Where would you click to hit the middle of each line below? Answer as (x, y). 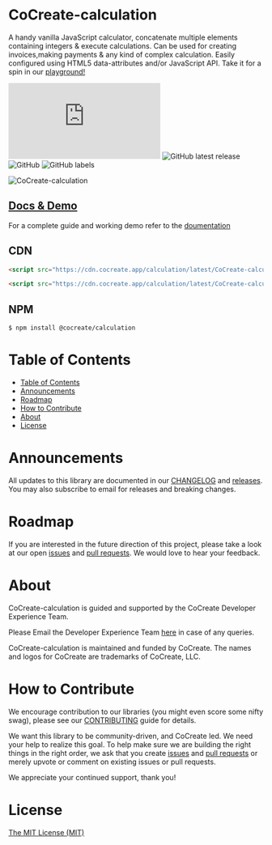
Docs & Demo (43, 206)
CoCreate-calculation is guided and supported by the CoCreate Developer (132, 608)
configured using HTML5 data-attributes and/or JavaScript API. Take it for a (135, 63)
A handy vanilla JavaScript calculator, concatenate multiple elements (123, 37)
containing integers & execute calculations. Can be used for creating (123, 45)
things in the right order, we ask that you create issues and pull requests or (133, 753)
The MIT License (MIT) (47, 832)
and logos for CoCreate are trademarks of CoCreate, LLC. (104, 656)
